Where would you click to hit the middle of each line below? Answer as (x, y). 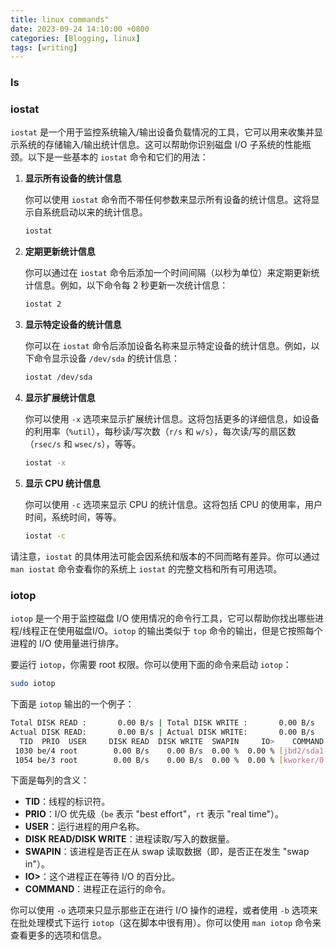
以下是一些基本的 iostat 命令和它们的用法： (118, 157)
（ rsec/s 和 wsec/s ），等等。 (83, 444)
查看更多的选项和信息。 (58, 935)
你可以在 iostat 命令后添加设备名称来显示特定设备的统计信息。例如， (168, 346)
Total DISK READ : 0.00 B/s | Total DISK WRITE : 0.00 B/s (162, 723)
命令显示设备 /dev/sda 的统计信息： (106, 358)
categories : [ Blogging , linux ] (75, 38)
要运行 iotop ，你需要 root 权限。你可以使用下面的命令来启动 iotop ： (151, 665)
